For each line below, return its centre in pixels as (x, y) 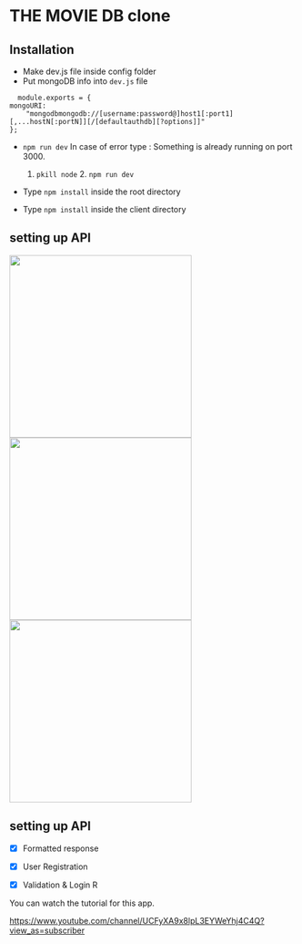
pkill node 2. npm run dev (85, 174)
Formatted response (60, 848)
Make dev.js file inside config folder (89, 71)
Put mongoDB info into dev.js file (85, 81)
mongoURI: (28, 106)
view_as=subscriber (47, 930)
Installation (42, 50)
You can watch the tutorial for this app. (82, 903)
